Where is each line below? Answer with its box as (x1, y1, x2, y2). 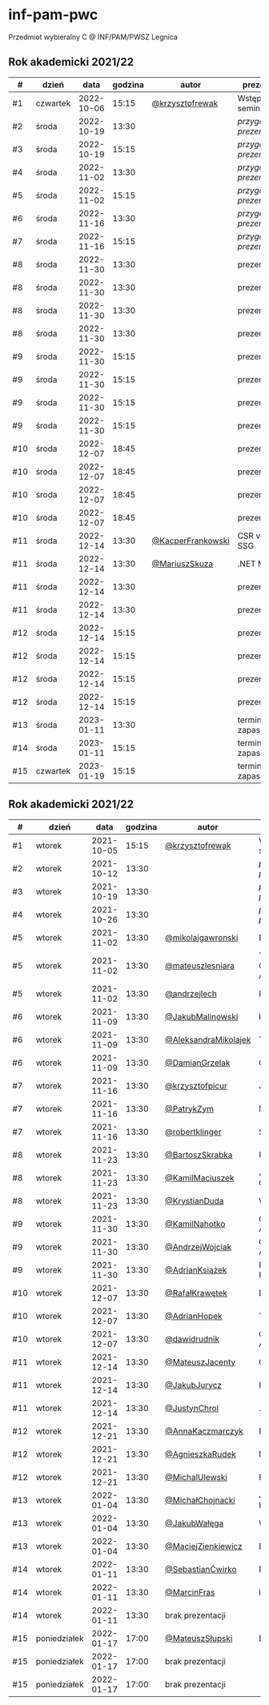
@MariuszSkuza (151, 558, 214, 569)
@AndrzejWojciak (165, 1241, 232, 1253)
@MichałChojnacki (165, 1494, 236, 1506)
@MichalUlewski (165, 1471, 228, 1482)
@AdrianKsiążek (165, 1264, 227, 1275)
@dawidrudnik (165, 1333, 220, 1345)
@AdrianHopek (165, 1310, 223, 1321)
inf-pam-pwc (8, 6, 98, 24)
